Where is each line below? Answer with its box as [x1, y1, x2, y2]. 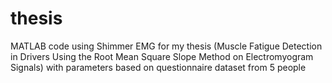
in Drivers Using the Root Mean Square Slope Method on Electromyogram [10, 50, 314, 62]
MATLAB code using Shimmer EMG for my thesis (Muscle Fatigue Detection [10, 40, 323, 52]
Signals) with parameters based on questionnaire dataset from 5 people [10, 61, 307, 73]
